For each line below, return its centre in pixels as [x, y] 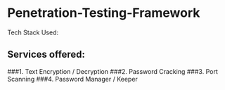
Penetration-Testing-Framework [104, 13]
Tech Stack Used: [33, 32]
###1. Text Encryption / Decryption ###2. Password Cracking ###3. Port [112, 71]
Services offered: [46, 54]
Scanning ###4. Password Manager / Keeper [73, 79]
